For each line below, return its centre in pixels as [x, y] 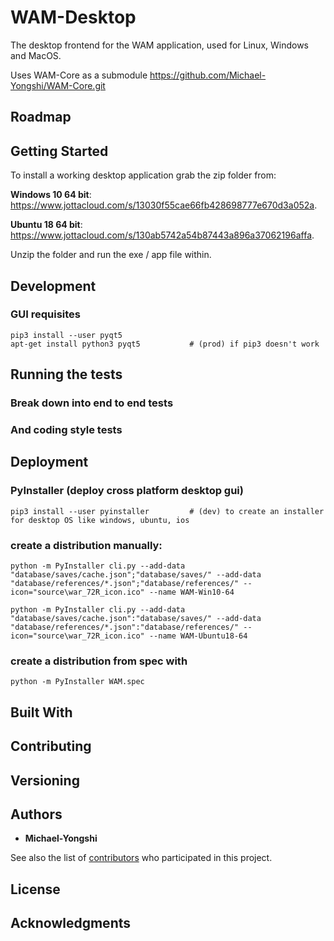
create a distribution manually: [86, 545]
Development [53, 286]
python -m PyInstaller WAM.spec [77, 682]
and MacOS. [36, 55]
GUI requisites [45, 314]
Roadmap [41, 117]
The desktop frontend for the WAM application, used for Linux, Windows [160, 45]
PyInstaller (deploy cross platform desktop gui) [127, 491]
